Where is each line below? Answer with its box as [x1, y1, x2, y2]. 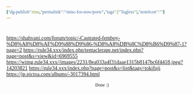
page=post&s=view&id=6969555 [6, 52, 78, 59]
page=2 [6, 46, 22, 53]
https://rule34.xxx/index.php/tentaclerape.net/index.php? [23, 46, 144, 53]
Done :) [95, 82, 109, 88]
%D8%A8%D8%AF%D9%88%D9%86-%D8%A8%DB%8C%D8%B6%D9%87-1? [6, 40, 187, 47]
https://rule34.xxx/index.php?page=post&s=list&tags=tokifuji [29, 64, 161, 71]
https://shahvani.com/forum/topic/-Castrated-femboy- [6, 34, 120, 41]
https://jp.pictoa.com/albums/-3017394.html [6, 70, 100, 77]
